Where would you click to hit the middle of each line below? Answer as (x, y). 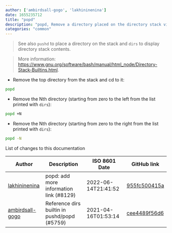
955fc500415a (145, 185)
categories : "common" (28, 29)
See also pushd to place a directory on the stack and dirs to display (89, 44)
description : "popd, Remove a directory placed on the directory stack (83, 24)
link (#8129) (60, 195)
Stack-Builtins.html (38, 70)
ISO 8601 (104, 161)
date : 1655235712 (24, 15)
